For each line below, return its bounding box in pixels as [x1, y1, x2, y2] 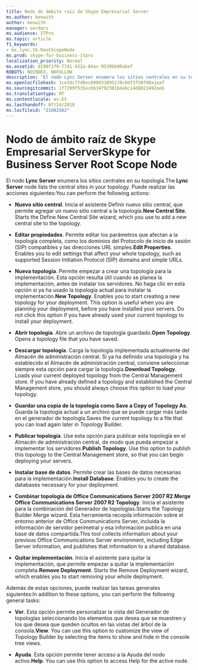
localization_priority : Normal [6, 58, 83, 64]
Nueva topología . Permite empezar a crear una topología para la [14, 268, 172, 275]
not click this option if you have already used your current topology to [14, 312, 184, 319]
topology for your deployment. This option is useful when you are [14, 299, 174, 306]
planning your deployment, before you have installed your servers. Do [14, 305, 184, 312]
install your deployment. [14, 318, 74, 325]
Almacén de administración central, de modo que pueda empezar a [14, 438, 179, 445]
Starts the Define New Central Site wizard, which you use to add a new [14, 213, 187, 221]
